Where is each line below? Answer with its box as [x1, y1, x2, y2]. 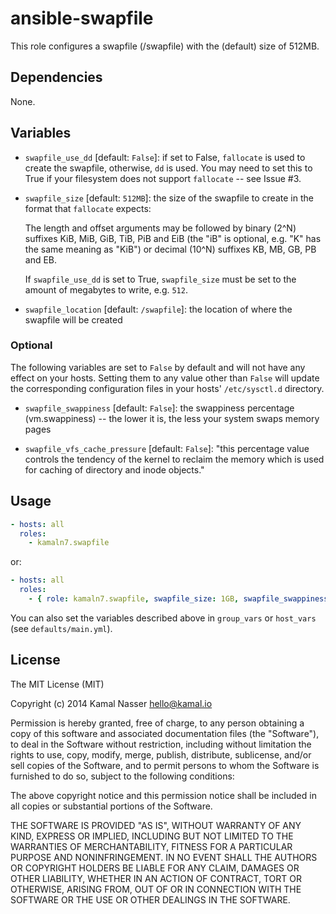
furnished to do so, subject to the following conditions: [10, 770, 235, 782]
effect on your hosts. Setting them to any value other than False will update [10, 372, 320, 384]
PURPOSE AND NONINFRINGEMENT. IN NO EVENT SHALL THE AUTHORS [10, 851, 318, 863]
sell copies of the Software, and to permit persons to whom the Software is [10, 759, 320, 771]
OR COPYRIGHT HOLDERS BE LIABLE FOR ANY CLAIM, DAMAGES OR [10, 862, 300, 874]
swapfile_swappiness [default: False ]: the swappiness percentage [24, 402, 295, 414]
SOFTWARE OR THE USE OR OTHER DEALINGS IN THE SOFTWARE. [10, 893, 291, 906]
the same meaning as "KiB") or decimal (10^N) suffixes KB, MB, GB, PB [24, 243, 317, 255]
